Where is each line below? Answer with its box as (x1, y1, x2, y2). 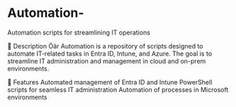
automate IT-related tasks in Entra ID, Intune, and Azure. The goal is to (7, 49, 213, 58)
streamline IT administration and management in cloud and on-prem (7, 56, 206, 65)
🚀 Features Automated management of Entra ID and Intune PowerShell (7, 77, 213, 86)
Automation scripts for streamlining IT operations (7, 28, 151, 37)
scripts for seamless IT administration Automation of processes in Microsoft (7, 85, 229, 94)
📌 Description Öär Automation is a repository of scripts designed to (7, 42, 203, 50)
